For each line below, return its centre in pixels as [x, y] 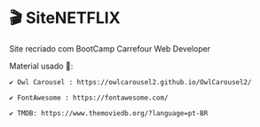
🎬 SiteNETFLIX [65, 18]
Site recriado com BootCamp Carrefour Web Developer [110, 48]
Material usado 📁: [41, 66]
